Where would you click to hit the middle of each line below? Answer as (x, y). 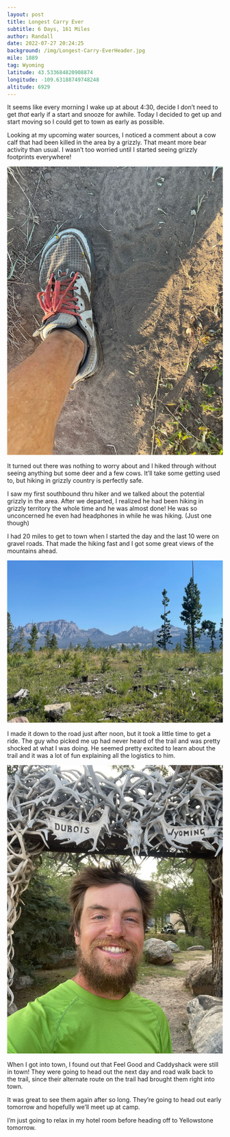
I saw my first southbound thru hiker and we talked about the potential (106, 494)
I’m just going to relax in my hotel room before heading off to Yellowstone (110, 1121)
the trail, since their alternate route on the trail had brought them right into (111, 1079)
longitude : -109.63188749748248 (53, 80)
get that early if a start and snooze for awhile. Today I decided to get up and (114, 115)
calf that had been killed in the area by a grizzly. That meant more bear (107, 142)
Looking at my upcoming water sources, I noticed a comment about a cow (112, 135)
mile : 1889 (23, 58)
